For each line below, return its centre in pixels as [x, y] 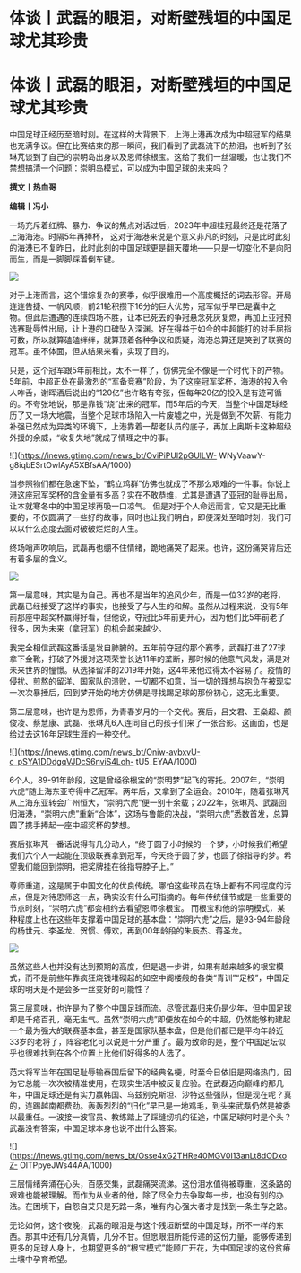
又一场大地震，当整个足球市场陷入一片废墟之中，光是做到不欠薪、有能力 [158, 415]
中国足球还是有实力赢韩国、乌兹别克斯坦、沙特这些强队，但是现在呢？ [154, 1095]
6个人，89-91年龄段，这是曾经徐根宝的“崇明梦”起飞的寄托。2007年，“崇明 [147, 780]
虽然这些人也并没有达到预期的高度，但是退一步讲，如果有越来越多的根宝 [142, 967]
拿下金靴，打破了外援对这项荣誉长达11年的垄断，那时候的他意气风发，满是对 [150, 659]
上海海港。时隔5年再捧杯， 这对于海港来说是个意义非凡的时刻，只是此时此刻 [150, 237]
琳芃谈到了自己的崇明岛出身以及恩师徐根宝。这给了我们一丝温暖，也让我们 [146, 157]
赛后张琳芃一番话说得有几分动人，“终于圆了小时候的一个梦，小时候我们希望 [149, 844]
